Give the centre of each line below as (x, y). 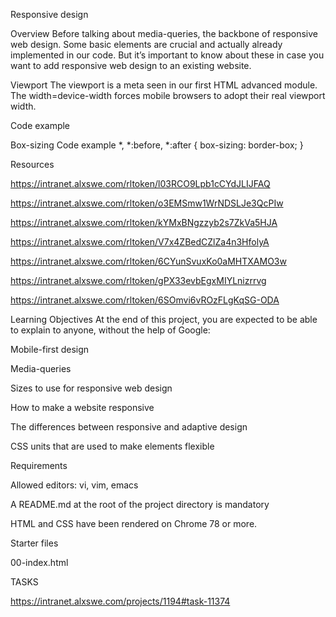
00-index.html (39, 562)
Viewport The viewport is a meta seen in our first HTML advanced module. (164, 85)
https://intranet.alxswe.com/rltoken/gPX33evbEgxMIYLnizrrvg (138, 280)
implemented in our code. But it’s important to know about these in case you (167, 55)
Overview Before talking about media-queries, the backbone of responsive (164, 33)
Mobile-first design (50, 349)
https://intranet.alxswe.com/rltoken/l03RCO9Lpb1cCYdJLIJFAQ (140, 183)
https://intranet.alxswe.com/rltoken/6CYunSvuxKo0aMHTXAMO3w (148, 261)
